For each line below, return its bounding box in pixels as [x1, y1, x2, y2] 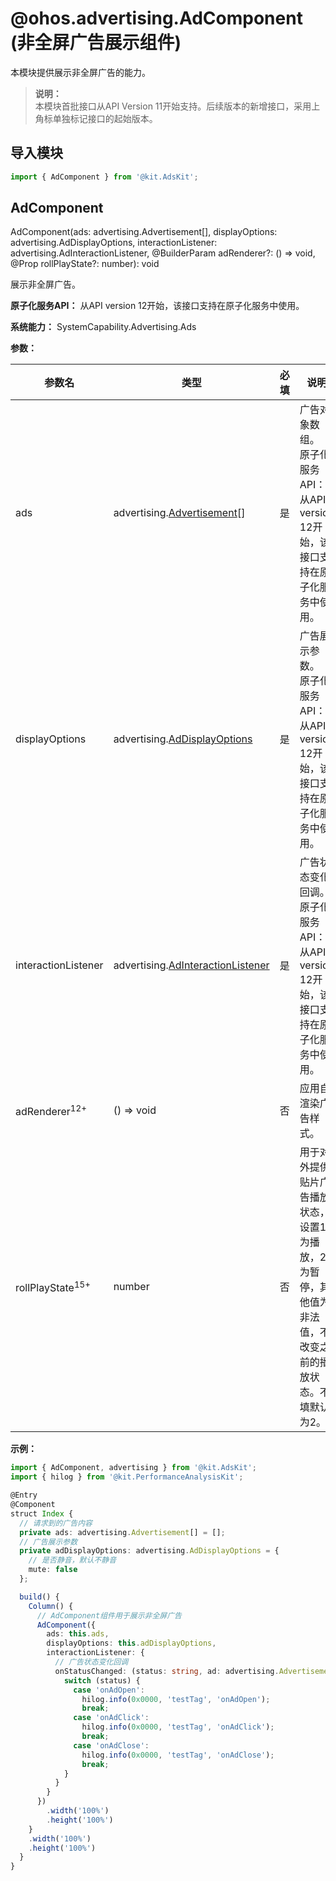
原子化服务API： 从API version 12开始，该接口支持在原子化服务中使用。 [10, 300, 305, 312]
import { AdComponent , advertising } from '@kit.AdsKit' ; [10, 1463, 257, 1473]
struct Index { [10, 1508, 74, 1519]
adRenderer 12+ [15, 1102, 87, 1119]
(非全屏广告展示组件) [10, 32, 182, 54]
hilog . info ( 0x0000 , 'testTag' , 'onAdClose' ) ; [81, 1750, 275, 1760]
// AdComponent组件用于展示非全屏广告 [36, 1610, 182, 1621]
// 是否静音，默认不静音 [28, 1555, 117, 1566]
